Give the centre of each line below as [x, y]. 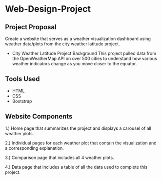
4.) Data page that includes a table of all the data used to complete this [76, 167]
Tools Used [22, 79]
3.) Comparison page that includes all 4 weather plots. [60, 158]
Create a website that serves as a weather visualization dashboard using [78, 39]
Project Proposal [31, 27]
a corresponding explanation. [35, 148]
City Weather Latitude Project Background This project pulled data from [84, 53]
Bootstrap [22, 101]
